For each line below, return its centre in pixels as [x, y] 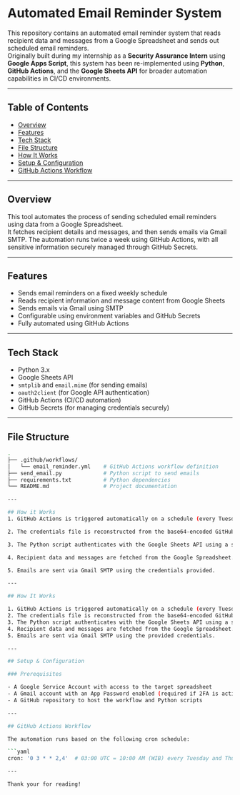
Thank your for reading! [44, 784]
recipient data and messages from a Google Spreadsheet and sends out [113, 40]
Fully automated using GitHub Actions [73, 323]
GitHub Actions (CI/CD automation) [69, 400]
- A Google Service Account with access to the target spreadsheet [110, 687]
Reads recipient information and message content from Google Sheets [121, 300]
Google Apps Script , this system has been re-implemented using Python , [116, 63]
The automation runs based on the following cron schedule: [99, 739]
